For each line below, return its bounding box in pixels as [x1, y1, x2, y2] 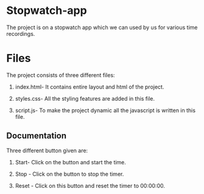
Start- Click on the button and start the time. [15, 158, 127, 166]
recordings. [6, 30, 35, 37]
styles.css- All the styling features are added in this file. [15, 95, 155, 102]
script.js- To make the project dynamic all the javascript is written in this [15, 107, 196, 114]
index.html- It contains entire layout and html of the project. [15, 83, 164, 90]
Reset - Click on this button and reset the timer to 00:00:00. [15, 182, 166, 189]
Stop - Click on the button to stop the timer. [15, 170, 124, 178]
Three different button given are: [6, 147, 88, 154]
